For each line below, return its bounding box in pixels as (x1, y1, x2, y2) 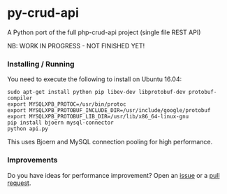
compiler (7, 95, 33, 102)
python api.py (7, 125, 49, 132)
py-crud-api (7, 5, 79, 21)
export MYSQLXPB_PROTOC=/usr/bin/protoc (7, 101, 127, 108)
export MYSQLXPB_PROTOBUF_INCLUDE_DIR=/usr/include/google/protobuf (7, 107, 211, 114)
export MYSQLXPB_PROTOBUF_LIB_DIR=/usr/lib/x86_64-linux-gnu (7, 113, 189, 120)
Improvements (7, 155, 58, 165)
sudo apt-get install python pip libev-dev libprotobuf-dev (7, 89, 186, 96)
